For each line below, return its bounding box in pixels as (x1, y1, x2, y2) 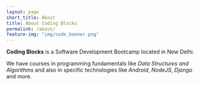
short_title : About (6, 15, 56, 21)
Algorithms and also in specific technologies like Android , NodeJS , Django (6, 66, 193, 73)
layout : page (6, 8, 40, 15)
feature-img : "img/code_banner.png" (6, 32, 99, 38)
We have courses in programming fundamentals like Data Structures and (6, 60, 189, 67)
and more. (6, 73, 32, 80)
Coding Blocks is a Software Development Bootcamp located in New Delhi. (6, 48, 195, 55)
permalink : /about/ (6, 25, 56, 32)
